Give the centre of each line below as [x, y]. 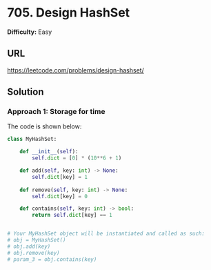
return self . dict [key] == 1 [72, 215]
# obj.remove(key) [33, 253]
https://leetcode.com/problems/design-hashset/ [76, 70]
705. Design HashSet [69, 13]
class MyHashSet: [32, 139]
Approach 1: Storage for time [56, 112]
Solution [26, 92]
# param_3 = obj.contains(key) [52, 259]
